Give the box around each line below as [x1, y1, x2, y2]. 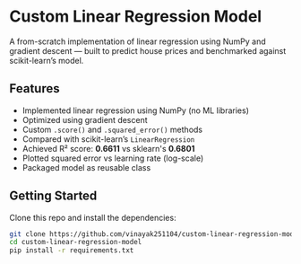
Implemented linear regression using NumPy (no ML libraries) [21, 105, 249, 116]
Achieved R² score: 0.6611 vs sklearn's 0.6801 [21, 143, 195, 154]
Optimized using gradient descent [21, 114, 148, 125]
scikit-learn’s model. [9, 55, 84, 66]
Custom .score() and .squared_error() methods [21, 124, 203, 135]
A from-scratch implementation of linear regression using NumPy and [9, 36, 266, 47]
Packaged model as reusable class [21, 162, 151, 172]
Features [9, 81, 60, 96]
